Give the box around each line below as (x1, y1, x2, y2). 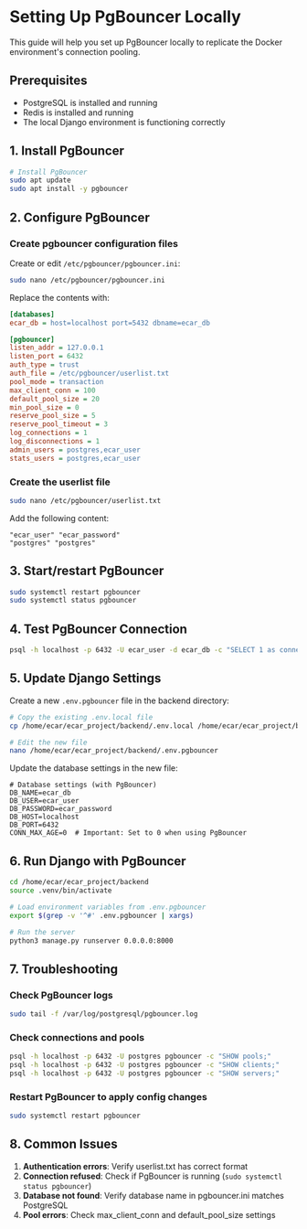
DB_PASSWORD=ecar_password (9, 805, 112, 814)
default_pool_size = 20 (9, 394, 101, 403)
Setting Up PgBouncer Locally (9, 6, 242, 27)
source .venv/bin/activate (9, 886, 112, 895)
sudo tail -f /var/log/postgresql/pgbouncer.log (9, 1010, 198, 1019)
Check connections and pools (9, 1031, 144, 1043)
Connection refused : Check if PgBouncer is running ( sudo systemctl (22, 1170, 283, 1181)
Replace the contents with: (9, 292, 110, 303)
